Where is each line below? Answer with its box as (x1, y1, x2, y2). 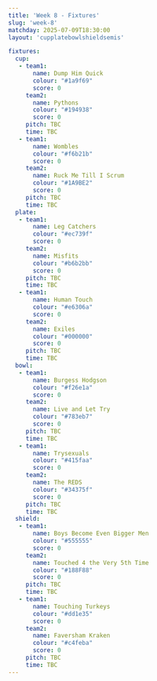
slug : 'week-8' (8, 19, 58, 27)
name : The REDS (32, 478, 82, 486)
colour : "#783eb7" (32, 413, 93, 421)
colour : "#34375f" (32, 485, 93, 493)
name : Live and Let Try (32, 405, 111, 413)
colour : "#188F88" (32, 566, 93, 574)
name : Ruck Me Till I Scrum (32, 172, 125, 180)
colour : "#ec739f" (32, 230, 93, 238)
